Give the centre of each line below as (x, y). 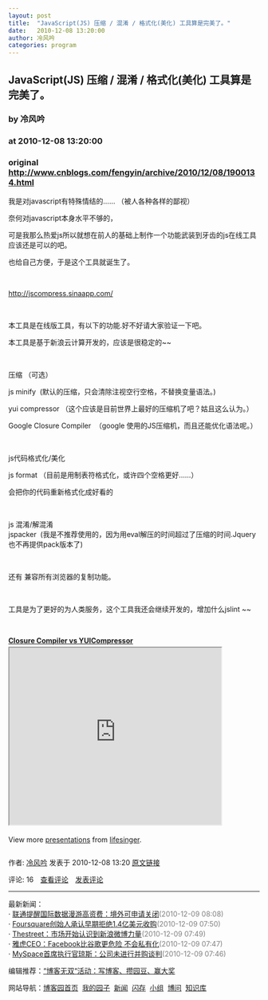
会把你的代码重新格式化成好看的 (61, 492)
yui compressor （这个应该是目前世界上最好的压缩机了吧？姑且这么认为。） (131, 409)
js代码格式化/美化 (37, 458)
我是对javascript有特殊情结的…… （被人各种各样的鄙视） (101, 201)
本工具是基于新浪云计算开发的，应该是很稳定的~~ (90, 342)
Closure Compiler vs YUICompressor (71, 640)
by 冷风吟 (27, 119)
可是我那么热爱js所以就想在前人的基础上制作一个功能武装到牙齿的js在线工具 (132, 235)
